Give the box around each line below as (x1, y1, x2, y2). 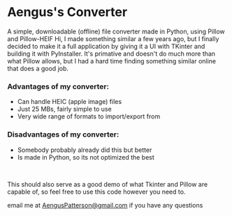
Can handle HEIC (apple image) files (17, 98, 122, 106)
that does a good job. (7, 64, 68, 72)
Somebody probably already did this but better (17, 146, 152, 154)
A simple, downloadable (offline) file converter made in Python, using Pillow (7, 27, 225, 36)
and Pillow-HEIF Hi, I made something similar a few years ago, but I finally (7, 34, 219, 43)
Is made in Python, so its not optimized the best (17, 153, 155, 161)
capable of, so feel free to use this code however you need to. (7, 187, 186, 196)
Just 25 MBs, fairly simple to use (17, 105, 112, 114)
